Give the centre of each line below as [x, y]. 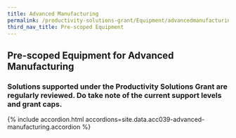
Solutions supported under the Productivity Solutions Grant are [118, 87]
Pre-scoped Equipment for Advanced [91, 55]
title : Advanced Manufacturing [53, 14]
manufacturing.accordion [44, 127]
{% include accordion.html [46, 120]
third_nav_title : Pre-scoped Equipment [66, 27]
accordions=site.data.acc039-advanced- [145, 120]
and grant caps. [35, 104]
